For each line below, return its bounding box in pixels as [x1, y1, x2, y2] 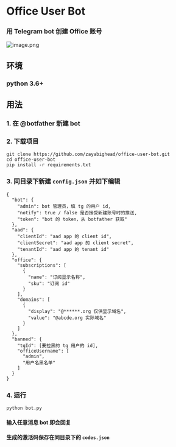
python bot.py [6, 405, 43, 411]
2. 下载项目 [6, 137, 39, 146]
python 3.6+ [6, 79, 44, 88]
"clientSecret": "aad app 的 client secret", [17, 239, 134, 246]
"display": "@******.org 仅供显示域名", [28, 308, 127, 314]
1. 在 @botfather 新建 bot [6, 119, 80, 128]
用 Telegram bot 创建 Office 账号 [6, 27, 102, 36]
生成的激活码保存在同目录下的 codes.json [6, 434, 110, 441]
